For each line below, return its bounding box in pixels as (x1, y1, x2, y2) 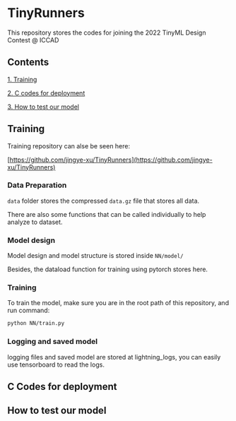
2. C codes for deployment (7, 88, 85, 97)
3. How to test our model (7, 102, 80, 111)
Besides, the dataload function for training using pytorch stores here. (7, 265, 208, 273)
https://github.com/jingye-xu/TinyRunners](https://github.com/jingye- (9, 155, 213, 164)
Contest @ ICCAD (7, 35, 59, 44)
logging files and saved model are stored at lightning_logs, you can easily (7, 352, 221, 361)
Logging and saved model (7, 337, 98, 347)
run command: (7, 306, 50, 315)
